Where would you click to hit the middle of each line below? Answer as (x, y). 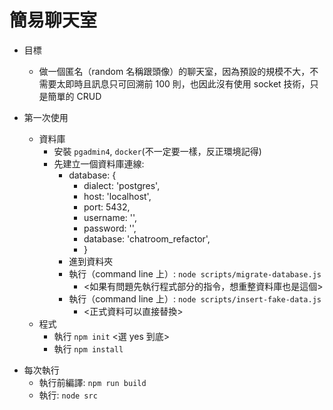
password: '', (110, 228)
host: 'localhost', (117, 196)
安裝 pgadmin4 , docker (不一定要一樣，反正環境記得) (157, 151)
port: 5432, (107, 207)
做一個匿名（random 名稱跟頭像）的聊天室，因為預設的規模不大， (174, 71)
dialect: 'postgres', (122, 185)
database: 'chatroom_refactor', (147, 238)
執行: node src (68, 395)
